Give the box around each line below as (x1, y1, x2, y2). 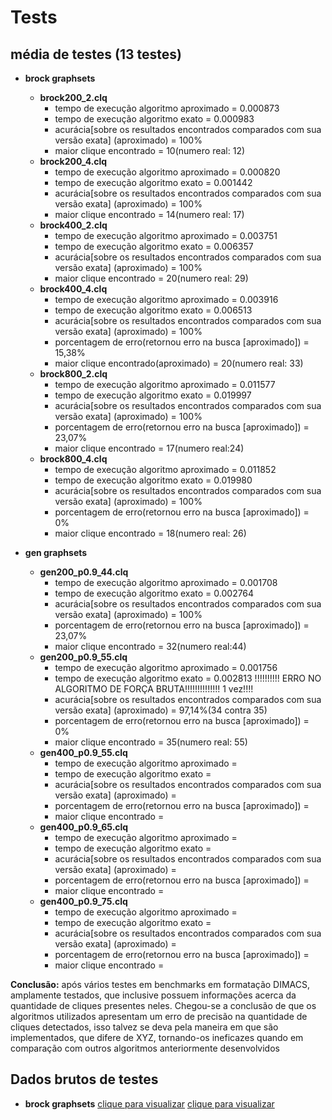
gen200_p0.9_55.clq (39, 651, 128, 663)
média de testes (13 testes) (10, 46, 182, 63)
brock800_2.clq (39, 368, 108, 380)
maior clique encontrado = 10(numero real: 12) (54, 145, 246, 156)
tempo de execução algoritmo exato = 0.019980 (54, 474, 253, 486)
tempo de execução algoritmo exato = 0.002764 (54, 587, 255, 599)
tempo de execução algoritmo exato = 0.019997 (54, 389, 252, 401)
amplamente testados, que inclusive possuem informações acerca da (10, 989, 297, 1001)
